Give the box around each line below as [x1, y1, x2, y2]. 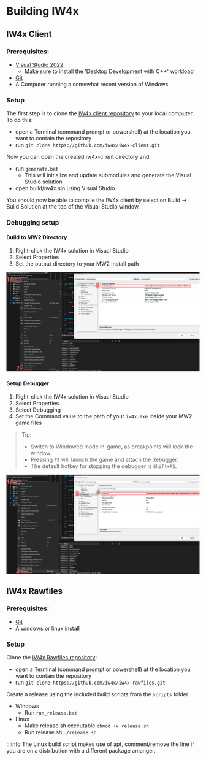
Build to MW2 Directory [6, 233, 67, 240]
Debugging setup [6, 218, 59, 227]
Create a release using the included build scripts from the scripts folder [6, 691, 189, 698]
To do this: [6, 117, 33, 124]
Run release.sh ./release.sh [24, 729, 97, 736]
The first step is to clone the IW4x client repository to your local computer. [6, 110, 194, 117]
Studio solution [24, 178, 63, 185]
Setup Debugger [6, 379, 50, 387]
